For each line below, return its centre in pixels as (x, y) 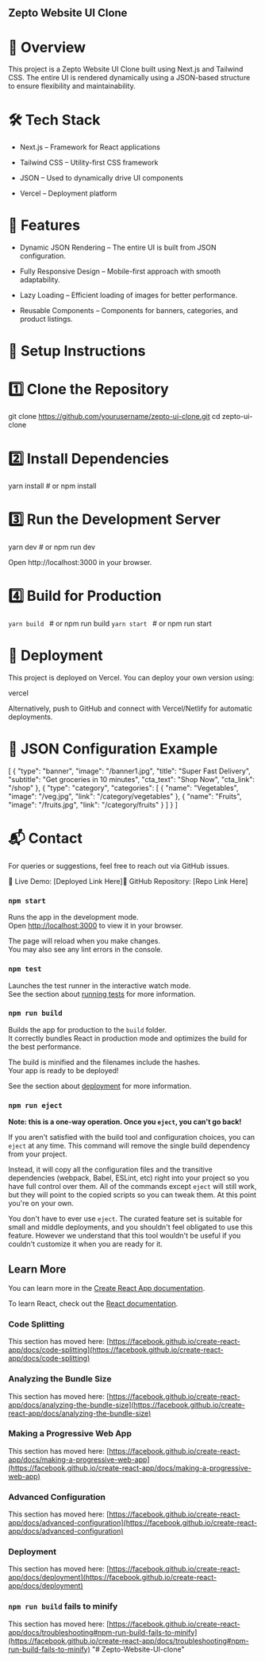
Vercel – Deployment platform (68, 193)
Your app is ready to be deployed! (63, 1070)
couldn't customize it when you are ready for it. (85, 1244)
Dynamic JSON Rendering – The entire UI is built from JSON (118, 248)
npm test (25, 969)
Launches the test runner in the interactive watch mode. (100, 986)
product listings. (46, 319)
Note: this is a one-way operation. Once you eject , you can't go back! (125, 1122)
